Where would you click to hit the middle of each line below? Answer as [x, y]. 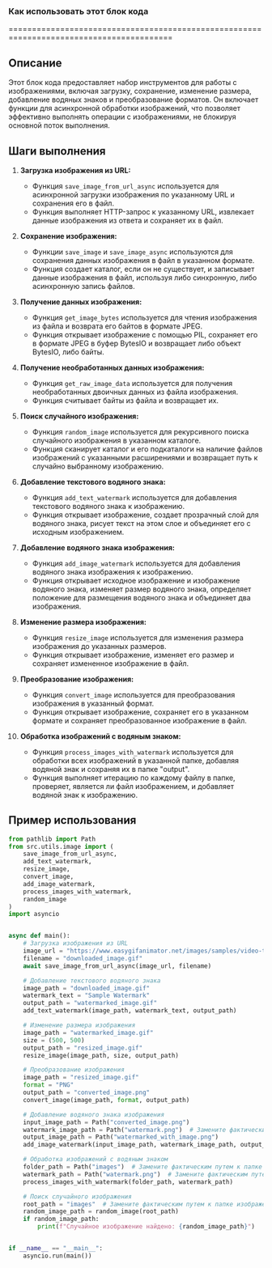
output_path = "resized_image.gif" [83, 1048]
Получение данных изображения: [81, 302]
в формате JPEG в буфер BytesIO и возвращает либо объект [136, 343]
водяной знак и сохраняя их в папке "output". [111, 769]
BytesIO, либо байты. [68, 352]
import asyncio [34, 914]
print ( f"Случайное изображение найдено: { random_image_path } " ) [146, 1227]
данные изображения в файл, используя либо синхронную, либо [144, 278]
